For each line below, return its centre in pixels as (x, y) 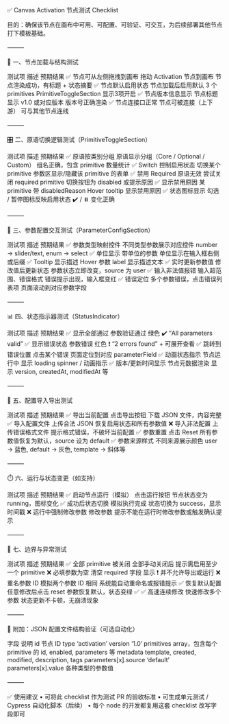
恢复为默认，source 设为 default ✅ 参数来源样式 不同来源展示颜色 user (118, 441)
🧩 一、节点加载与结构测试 (43, 62)
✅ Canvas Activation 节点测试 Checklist (63, 10)
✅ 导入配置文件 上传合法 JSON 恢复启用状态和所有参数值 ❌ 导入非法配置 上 (113, 423)
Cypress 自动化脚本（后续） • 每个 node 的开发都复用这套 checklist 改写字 (112, 705)
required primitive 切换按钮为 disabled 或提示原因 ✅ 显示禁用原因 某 (110, 182)
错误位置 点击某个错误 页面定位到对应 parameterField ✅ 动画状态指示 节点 (111, 354)
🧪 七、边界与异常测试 (37, 549)
